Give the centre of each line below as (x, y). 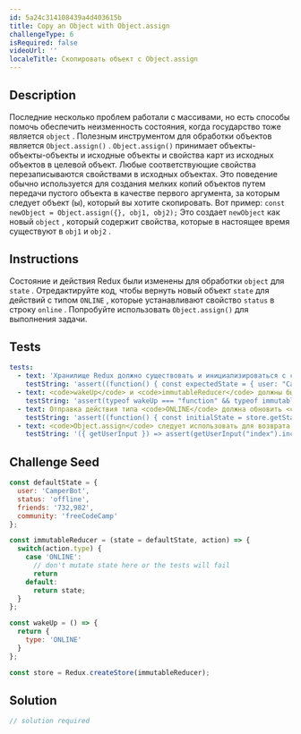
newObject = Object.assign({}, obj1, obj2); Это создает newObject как (145, 212)
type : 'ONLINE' (54, 640)
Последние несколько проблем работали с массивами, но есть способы (150, 116)
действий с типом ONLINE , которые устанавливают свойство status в (142, 300)
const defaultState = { (54, 483)
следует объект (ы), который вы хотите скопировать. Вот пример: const (147, 202)
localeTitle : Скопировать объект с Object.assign (104, 59)
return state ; (60, 590)
